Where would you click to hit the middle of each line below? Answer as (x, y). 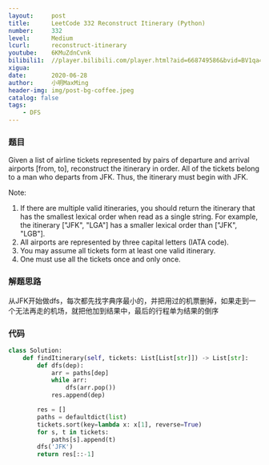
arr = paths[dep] (80, 373)
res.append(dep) (78, 395)
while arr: (69, 380)
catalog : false (34, 98)
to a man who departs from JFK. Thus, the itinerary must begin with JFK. (128, 177)
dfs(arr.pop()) (90, 388)
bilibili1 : (26, 61)
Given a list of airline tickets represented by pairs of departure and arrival (129, 160)
